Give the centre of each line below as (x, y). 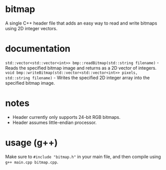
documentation (38, 49)
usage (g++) (32, 143)
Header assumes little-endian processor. (54, 122)
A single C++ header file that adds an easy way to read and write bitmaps (81, 23)
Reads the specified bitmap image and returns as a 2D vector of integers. (81, 68)
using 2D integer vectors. (31, 28)
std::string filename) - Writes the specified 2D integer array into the (77, 77)
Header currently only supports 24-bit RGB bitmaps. (66, 117)
